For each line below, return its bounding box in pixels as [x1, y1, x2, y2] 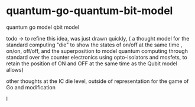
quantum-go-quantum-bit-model [6, 4, 173, 18]
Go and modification [6, 83, 56, 91]
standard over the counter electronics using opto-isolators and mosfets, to [6, 53, 187, 61]
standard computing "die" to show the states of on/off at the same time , [6, 41, 183, 48]
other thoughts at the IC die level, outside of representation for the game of [6, 78, 189, 85]
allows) [6, 66, 24, 73]
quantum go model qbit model [6, 24, 80, 31]
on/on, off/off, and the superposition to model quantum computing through [6, 47, 188, 54]
